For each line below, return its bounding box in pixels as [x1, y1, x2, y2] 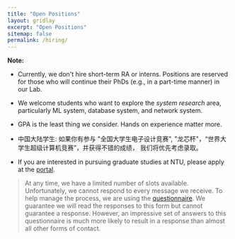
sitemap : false [7, 30, 52, 38]
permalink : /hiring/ [7, 37, 69, 44]
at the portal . [17, 165, 55, 174]
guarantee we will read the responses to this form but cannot [24, 201, 203, 210]
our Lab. [17, 85, 42, 94]
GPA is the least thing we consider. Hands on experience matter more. [17, 120, 222, 128]
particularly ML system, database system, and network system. [17, 106, 203, 115]
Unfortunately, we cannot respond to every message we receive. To [24, 187, 223, 195]
